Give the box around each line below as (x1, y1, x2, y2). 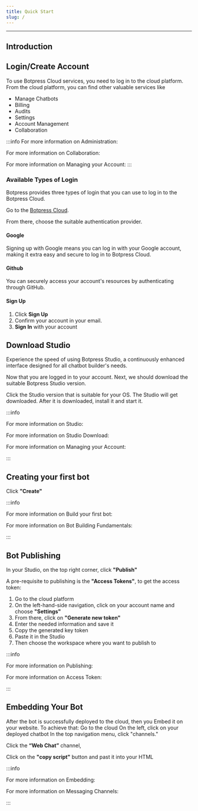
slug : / (6, 14, 25, 20)
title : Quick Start (6, 8, 54, 15)
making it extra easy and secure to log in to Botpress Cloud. (6, 251, 151, 258)
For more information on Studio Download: (6, 432, 110, 439)
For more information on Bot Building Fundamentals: (6, 522, 133, 529)
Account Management (14, 120, 69, 127)
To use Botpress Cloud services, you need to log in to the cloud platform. (6, 77, 184, 84)
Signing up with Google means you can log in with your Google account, (6, 245, 181, 252)
